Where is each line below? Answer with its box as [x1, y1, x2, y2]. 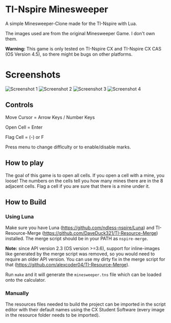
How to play [5, 159, 44, 167]
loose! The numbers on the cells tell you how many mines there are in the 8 [5, 178, 163, 184]
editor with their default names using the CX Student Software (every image [5, 307, 165, 313]
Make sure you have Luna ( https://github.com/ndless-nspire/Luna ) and [5, 225, 155, 231]
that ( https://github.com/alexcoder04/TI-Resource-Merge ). [5, 262, 130, 268]
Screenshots [5, 69, 61, 81]
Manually [5, 290, 29, 297]
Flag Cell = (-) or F [5, 134, 44, 140]
